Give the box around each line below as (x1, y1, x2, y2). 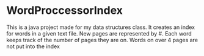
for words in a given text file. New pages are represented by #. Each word (6, 30, 192, 37)
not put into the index (6, 43, 60, 50)
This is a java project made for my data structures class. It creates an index (6, 23, 195, 31)
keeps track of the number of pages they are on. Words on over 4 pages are (6, 36, 199, 43)
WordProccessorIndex (6, 4, 123, 17)
